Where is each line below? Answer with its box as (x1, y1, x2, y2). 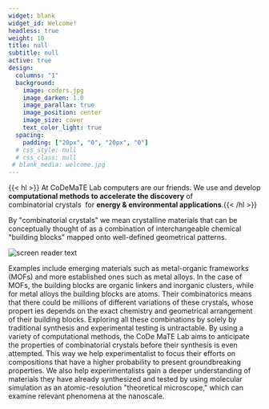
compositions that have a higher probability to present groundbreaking (8, 358, 242, 367)
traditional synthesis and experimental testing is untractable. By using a (8, 323, 244, 333)
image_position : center (22, 109, 102, 117)
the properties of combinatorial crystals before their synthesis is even (8, 340, 238, 350)
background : (15, 79, 56, 87)
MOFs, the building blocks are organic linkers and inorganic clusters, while (8, 281, 255, 290)
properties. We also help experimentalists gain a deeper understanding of (8, 366, 251, 375)
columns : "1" (15, 71, 59, 79)
